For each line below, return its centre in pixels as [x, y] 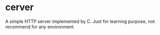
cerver [19, 7]
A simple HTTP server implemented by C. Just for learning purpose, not [80, 21]
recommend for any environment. [40, 26]
